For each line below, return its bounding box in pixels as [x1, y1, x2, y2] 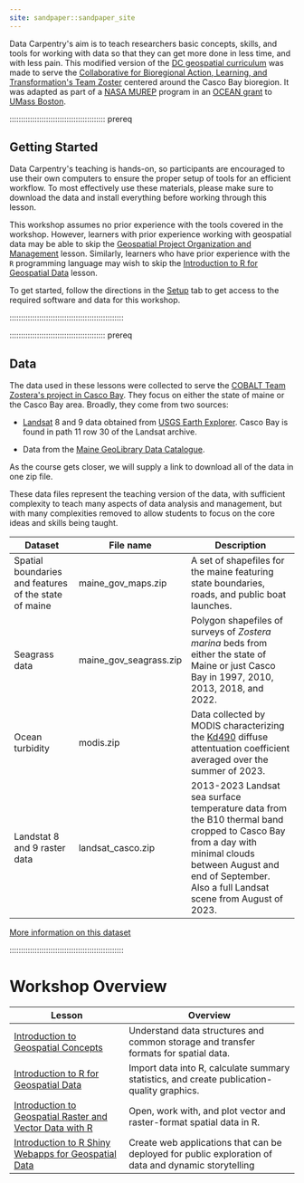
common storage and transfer [128, 1035, 256, 1048]
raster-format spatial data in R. [128, 1116, 261, 1129]
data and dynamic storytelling [128, 1159, 255, 1172]
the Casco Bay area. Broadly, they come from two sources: [9, 399, 229, 410]
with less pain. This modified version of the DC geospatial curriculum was [9, 57, 284, 68]
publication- [219, 1073, 273, 1086]
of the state [14, 588, 63, 601]
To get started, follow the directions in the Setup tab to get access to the [9, 285, 280, 296]
